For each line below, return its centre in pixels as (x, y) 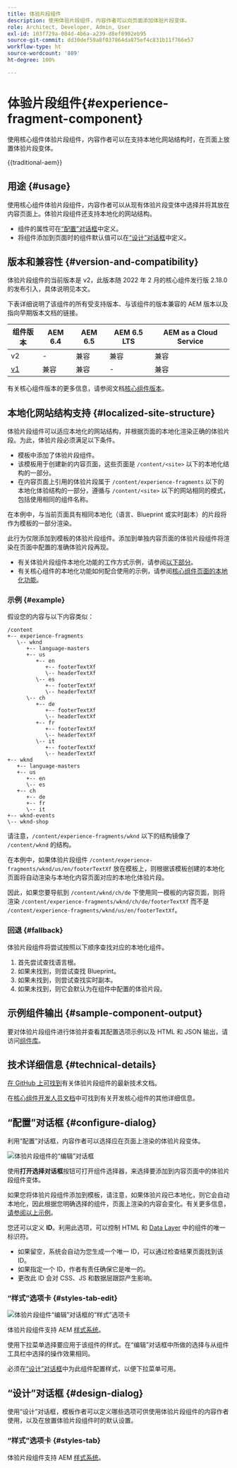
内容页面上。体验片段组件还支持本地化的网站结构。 (81, 214)
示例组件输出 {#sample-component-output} (105, 1013)
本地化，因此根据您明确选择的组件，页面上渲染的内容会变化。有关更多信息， (119, 1204)
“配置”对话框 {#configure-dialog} (82, 1122)
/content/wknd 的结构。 (41, 845)
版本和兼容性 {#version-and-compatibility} (103, 261)
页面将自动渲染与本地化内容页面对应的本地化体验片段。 (87, 877)
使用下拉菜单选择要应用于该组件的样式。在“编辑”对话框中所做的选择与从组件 (118, 1345)
